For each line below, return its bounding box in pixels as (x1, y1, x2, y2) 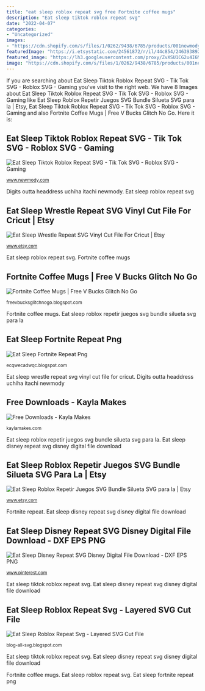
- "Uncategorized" (6, 32, 53, 38)
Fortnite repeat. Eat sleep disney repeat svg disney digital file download (6, 508, 186, 515)
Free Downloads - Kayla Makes (6, 397, 127, 407)
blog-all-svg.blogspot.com (6, 642, 62, 648)
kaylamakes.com (6, 425, 41, 431)
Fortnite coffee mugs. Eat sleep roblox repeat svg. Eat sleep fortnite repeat (6, 671, 194, 678)
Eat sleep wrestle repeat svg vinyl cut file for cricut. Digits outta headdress (6, 373, 194, 380)
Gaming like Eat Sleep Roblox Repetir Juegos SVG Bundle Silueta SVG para (6, 96, 195, 104)
